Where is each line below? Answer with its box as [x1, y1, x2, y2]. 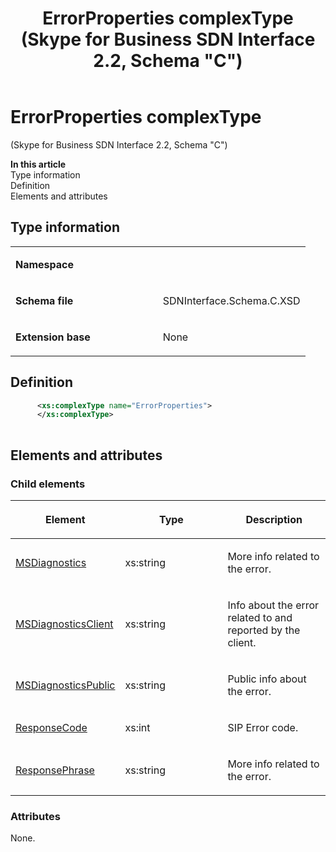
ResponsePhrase [15, 763, 95, 777]
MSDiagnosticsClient [15, 617, 114, 631]
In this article [10, 158, 67, 170]
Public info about [227, 672, 307, 686]
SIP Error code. [227, 720, 299, 734]
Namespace [15, 257, 75, 271]
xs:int [124, 720, 151, 734]
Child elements [10, 477, 86, 491]
